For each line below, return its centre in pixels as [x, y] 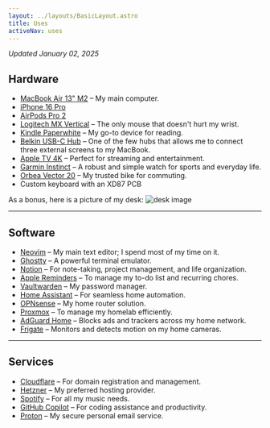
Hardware [33, 79]
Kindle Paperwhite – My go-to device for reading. [101, 133]
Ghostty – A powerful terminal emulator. [86, 260]
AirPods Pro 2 [43, 116]
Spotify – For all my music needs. [75, 398]
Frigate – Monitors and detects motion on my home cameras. [121, 329]
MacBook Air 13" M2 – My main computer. [89, 98]
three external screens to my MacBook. [85, 150]
